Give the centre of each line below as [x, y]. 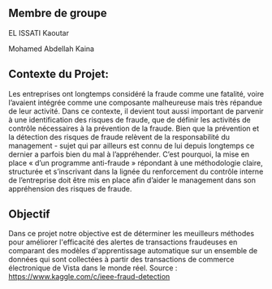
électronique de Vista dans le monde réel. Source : [93, 268]
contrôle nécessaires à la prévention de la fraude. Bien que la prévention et [134, 128]
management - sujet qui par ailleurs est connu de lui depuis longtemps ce [132, 145]
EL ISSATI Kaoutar [39, 32]
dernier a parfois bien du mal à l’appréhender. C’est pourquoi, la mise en [129, 154]
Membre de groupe [58, 13]
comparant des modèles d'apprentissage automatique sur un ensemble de [133, 251]
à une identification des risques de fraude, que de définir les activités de [130, 119]
